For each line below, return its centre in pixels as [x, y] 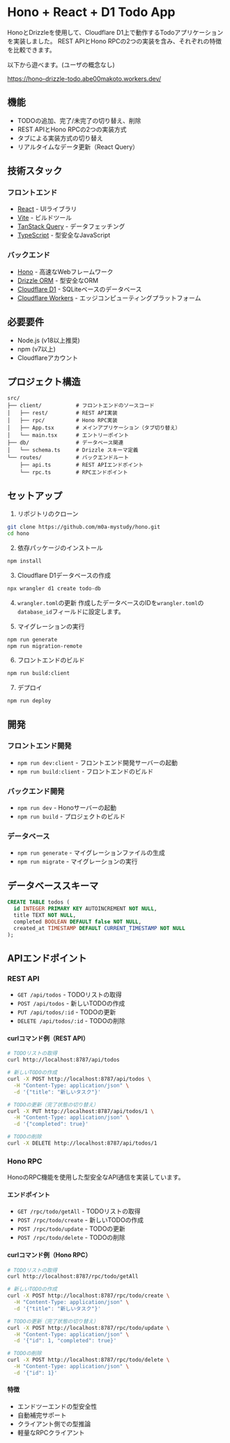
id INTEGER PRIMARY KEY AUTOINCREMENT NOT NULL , [85, 909]
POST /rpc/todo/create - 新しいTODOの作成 [80, 1220]
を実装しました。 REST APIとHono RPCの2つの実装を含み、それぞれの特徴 [114, 41]
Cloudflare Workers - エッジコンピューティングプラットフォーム [109, 298]
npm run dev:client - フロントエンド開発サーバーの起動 [97, 762]
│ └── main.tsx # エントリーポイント [68, 435]
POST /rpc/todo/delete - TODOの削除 [71, 1238]
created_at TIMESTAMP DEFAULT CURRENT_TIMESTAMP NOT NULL [100, 928]
